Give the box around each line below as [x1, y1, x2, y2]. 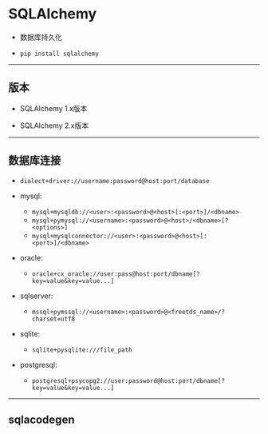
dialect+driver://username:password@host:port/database [19, 177, 210, 185]
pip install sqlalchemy [19, 50, 100, 58]
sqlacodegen [8, 412, 75, 426]
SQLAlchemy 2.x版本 [19, 121, 89, 130]
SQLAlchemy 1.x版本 [19, 103, 88, 113]
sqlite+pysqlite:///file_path [31, 345, 133, 354]
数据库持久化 [19, 32, 62, 42]
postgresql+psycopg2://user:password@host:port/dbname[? [31, 376, 226, 384]
